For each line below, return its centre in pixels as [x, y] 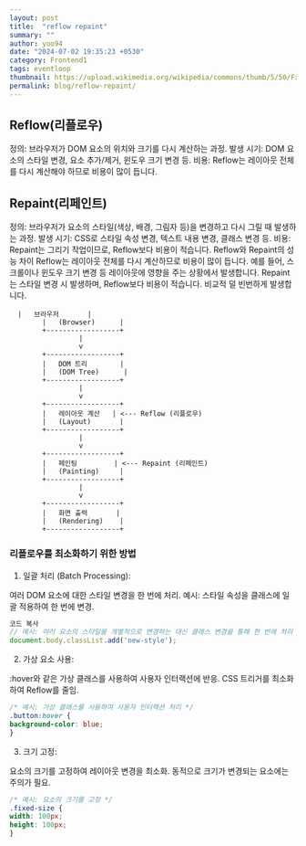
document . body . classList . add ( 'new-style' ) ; [93, 640]
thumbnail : [30, 78]
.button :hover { [40, 716]
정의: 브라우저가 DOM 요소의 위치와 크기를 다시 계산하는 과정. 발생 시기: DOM [147, 149]
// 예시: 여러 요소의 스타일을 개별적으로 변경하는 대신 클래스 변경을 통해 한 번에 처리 [151, 632]
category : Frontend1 [49, 60]
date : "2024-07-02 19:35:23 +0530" [77, 52]
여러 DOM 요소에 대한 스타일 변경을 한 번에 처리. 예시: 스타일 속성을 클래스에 [145, 595]
